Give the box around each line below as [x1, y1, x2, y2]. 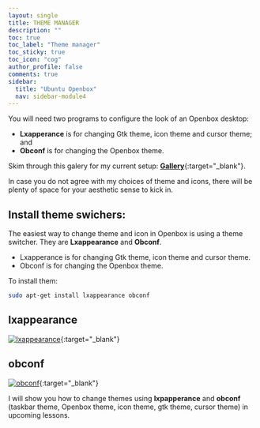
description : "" [8, 26, 62, 34]
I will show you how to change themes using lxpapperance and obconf [8, 393, 241, 403]
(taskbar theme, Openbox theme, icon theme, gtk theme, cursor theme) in [8, 402, 249, 411]
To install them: [8, 276, 58, 286]
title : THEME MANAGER [8, 19, 80, 27]
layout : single [8, 11, 58, 20]
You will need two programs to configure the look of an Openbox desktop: [8, 114, 249, 123]
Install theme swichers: [8, 208, 126, 221]
